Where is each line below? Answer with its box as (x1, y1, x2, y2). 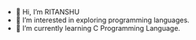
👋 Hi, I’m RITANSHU (15, 8, 80, 16)
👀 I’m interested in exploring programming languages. (15, 15, 190, 25)
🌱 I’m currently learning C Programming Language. (15, 24, 181, 32)
